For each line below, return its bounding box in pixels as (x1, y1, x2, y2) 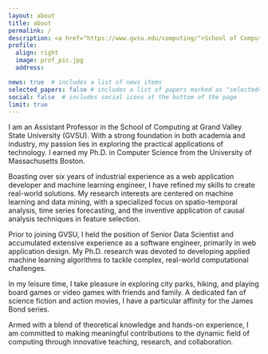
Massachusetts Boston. (8, 157, 85, 166)
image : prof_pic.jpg (15, 57, 84, 65)
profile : (8, 42, 37, 50)
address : (15, 64, 45, 72)
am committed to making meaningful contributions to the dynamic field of (8, 328, 250, 338)
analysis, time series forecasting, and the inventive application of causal (8, 205, 245, 216)
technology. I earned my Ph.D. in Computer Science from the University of (8, 148, 252, 157)
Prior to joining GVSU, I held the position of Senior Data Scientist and (8, 229, 234, 240)
